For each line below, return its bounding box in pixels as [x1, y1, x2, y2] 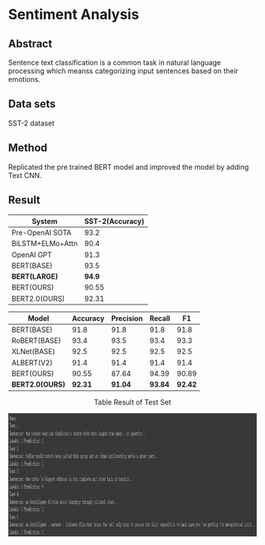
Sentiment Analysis [8, 6, 140, 24]
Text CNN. [8, 170, 42, 180]
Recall [149, 313, 171, 323]
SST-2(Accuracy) [84, 216, 144, 226]
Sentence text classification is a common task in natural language [8, 58, 222, 67]
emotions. [8, 75, 41, 84]
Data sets [8, 97, 56, 111]
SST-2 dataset [8, 118, 55, 128]
